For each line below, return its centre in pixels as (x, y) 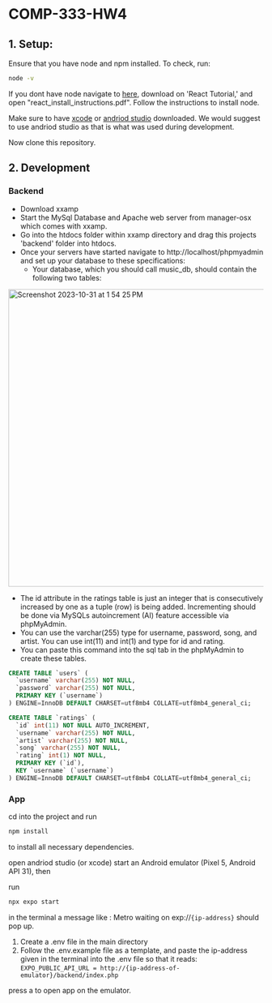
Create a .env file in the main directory (84, 941)
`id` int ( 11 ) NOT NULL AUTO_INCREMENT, (83, 725)
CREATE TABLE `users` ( (49, 673)
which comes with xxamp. (64, 226)
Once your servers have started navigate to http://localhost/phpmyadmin (142, 251)
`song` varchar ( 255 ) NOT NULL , (68, 748)
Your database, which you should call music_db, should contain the (144, 269)
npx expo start (34, 902)
